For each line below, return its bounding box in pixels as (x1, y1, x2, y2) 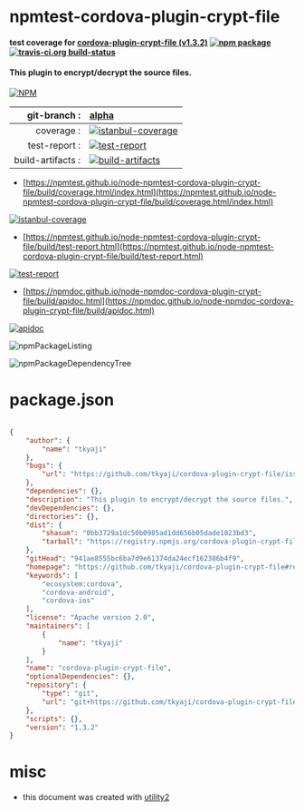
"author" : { (25, 435, 71, 445)
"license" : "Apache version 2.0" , (25, 613, 156, 622)
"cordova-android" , (42, 588, 116, 597)
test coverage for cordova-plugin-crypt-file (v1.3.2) (9, 36, 208, 47)
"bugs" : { (25, 461, 63, 471)
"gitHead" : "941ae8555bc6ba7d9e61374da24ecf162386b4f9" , (25, 554, 245, 563)
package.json (9, 390, 115, 410)
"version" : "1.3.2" (25, 723, 100, 732)
